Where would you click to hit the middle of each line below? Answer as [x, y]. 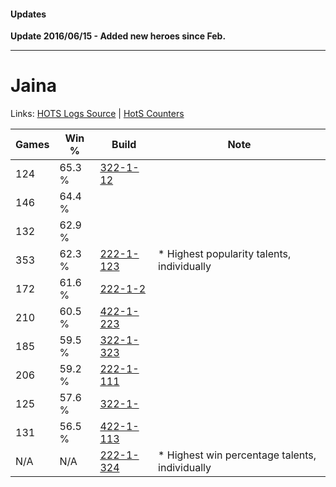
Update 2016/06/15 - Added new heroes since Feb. [118, 36]
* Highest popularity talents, [225, 254]
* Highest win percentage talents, [237, 455]
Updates [28, 14]
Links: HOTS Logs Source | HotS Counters [97, 114]
